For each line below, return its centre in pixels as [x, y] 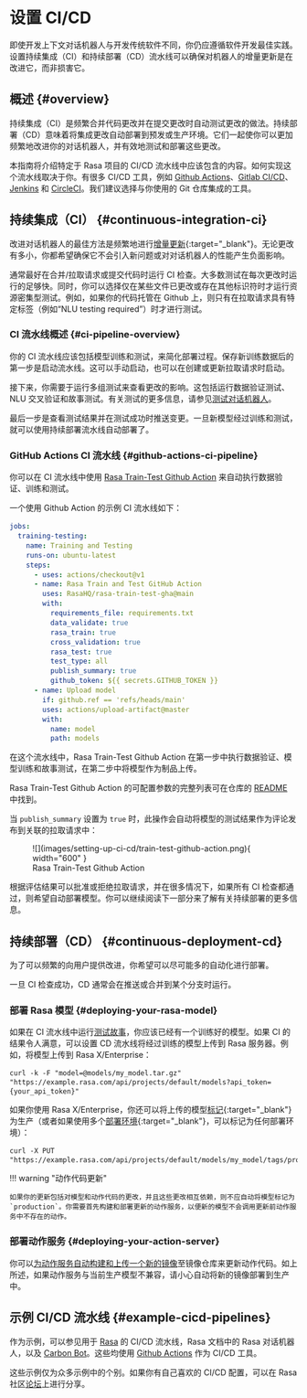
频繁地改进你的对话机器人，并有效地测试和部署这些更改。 [117, 145]
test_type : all [79, 662]
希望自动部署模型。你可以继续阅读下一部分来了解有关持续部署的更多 [161, 898]
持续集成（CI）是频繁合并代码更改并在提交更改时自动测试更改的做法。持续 [149, 123]
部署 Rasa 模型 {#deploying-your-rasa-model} [114, 1010]
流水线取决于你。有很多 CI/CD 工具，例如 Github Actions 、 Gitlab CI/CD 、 [155, 176]
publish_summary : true [93, 671]
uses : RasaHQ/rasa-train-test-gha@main [118, 594]
